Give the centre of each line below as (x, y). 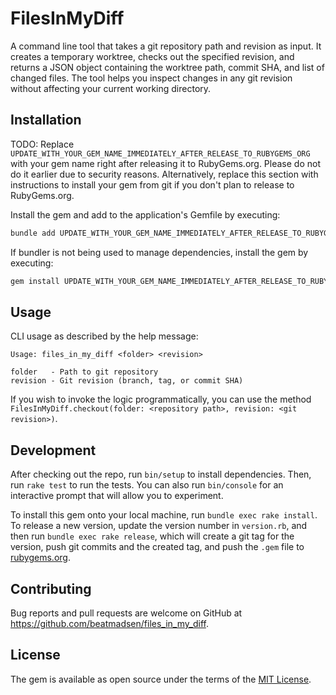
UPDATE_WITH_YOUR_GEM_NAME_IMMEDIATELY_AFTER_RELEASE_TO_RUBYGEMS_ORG (160, 153)
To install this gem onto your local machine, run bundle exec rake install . (164, 515)
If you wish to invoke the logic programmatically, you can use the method (161, 399)
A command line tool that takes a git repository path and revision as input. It (166, 46)
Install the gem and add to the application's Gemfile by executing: (145, 214)
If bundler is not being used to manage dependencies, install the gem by (159, 252)
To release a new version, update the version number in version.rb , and (159, 526)
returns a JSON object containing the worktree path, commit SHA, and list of (167, 67)
